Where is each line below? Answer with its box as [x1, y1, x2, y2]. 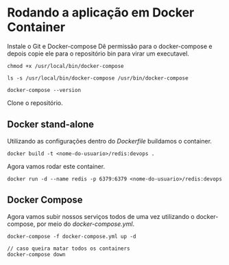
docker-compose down [7, 251, 67, 258]
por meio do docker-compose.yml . [36, 220, 135, 228]
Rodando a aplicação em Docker [7, 5, 195, 21]
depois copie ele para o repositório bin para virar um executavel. [7, 49, 190, 58]
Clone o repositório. [7, 98, 63, 107]
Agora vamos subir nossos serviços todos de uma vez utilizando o [7, 212, 195, 220]
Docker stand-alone [7, 119, 95, 130]
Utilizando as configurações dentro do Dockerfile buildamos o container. [7, 137, 213, 145]
